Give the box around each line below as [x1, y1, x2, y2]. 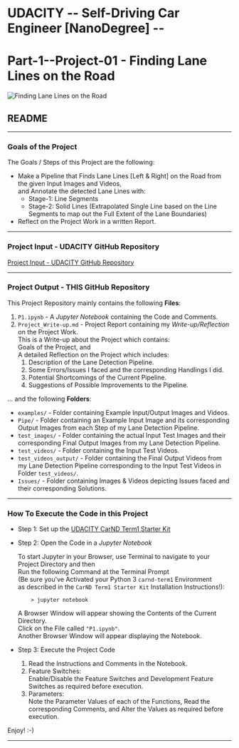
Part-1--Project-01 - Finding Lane [7, 53, 208, 69]
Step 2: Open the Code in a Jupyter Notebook [17, 538, 152, 547]
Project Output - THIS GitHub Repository [7, 282, 150, 292]
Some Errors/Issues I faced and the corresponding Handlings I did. [28, 365, 224, 374]
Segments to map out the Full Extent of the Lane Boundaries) [28, 210, 208, 218]
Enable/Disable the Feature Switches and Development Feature [28, 675, 213, 683]
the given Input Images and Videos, [17, 180, 122, 188]
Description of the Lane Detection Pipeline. [28, 358, 154, 367]
